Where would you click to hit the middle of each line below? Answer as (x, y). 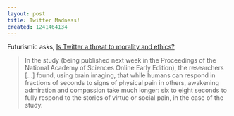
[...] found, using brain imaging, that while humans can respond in (120, 75)
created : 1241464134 (38, 27)
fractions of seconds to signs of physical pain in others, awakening (122, 83)
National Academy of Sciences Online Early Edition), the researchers (124, 68)
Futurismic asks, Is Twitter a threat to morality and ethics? (91, 47)
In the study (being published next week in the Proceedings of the (120, 60)
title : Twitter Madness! (44, 20)
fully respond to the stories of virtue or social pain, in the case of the (124, 98)
